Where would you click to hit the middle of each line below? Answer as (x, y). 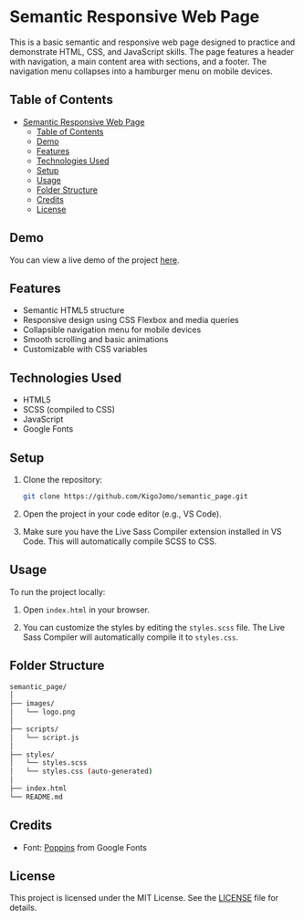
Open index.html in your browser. (86, 610)
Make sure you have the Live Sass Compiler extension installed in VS (152, 531)
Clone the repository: (63, 480)
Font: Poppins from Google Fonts (85, 847)
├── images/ (32, 704)
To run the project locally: (58, 591)
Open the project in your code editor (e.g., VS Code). (122, 514)
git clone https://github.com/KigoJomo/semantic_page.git (135, 497)
